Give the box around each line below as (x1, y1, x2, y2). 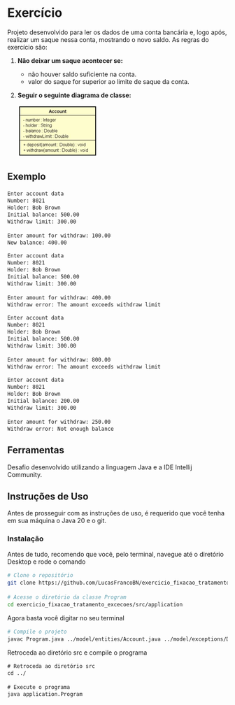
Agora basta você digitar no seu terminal (7, 614, 124, 622)
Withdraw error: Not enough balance (7, 425, 114, 432)
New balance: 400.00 (7, 239, 68, 246)
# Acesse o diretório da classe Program (7, 594, 127, 601)
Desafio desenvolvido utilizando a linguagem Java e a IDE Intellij (7, 463, 192, 471)
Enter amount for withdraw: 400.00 (7, 294, 111, 301)
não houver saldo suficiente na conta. (27, 70, 137, 78)
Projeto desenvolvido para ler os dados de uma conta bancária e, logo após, (7, 28, 227, 36)
